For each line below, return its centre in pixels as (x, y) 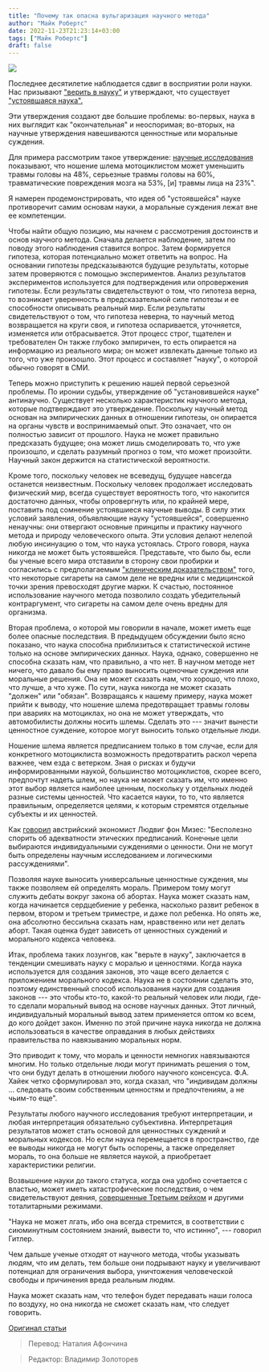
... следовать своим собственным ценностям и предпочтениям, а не (126, 1090)
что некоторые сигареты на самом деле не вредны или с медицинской (131, 578)
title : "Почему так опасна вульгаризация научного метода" (109, 16)
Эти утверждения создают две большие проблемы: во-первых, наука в (132, 116)
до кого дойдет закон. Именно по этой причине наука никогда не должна (135, 1023)
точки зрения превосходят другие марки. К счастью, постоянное (121, 586)
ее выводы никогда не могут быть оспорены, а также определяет (122, 1148)
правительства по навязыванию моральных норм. (95, 1040)
